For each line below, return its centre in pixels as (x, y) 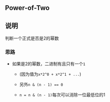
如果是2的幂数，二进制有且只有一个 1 (49, 64)
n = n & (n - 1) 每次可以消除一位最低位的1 (62, 95)
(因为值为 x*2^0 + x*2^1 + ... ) (50, 74)
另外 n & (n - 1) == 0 (41, 84)
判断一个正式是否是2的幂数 (32, 38)
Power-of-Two (27, 8)
